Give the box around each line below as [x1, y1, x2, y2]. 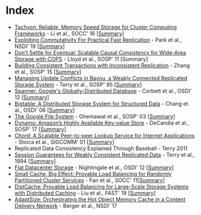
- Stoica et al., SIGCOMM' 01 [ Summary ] [14, 138, 115, 145]
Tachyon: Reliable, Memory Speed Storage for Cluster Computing [14, 23, 177, 31]
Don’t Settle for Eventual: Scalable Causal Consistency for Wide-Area [14, 49, 187, 56]
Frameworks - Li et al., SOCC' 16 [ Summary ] [14, 29, 125, 37]
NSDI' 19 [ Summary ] [14, 43, 65, 50]
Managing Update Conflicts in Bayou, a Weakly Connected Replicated [14, 74, 188, 82]
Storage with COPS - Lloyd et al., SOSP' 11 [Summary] [14, 55, 149, 62]
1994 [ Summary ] [14, 157, 57, 165]
